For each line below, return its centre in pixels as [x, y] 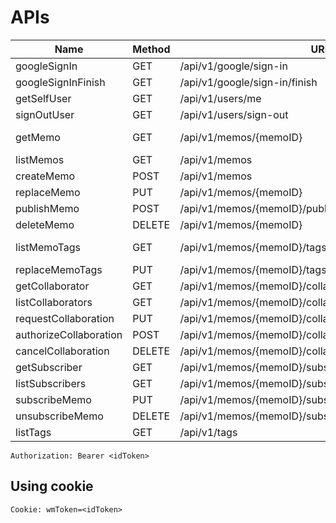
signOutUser [45, 114]
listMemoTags [48, 247]
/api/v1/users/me [220, 98]
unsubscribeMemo [59, 416]
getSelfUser [43, 98]
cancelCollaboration [62, 351]
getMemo [38, 137]
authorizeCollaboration [69, 334]
